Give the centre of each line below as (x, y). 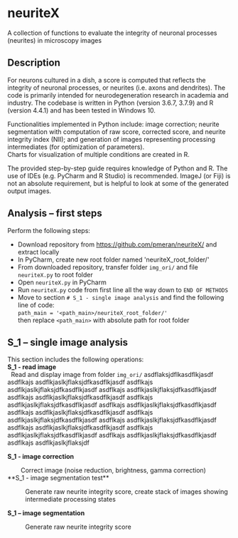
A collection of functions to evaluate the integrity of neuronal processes (112, 33)
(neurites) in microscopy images (54, 40)
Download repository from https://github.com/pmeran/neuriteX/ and (117, 244)
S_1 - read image (32, 367)
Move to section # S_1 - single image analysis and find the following (121, 297)
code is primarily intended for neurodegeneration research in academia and (118, 95)
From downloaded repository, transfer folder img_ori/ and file (108, 267)
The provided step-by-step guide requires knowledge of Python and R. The (118, 168)
